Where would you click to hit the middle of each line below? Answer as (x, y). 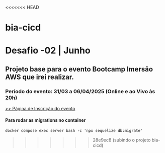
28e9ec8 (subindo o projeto (122, 140)
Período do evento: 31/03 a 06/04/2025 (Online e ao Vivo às (80, 91)
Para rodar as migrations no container (46, 120)
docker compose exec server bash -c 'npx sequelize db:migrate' (74, 131)
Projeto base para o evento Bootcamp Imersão (79, 69)
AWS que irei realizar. (40, 77)
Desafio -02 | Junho (48, 51)
